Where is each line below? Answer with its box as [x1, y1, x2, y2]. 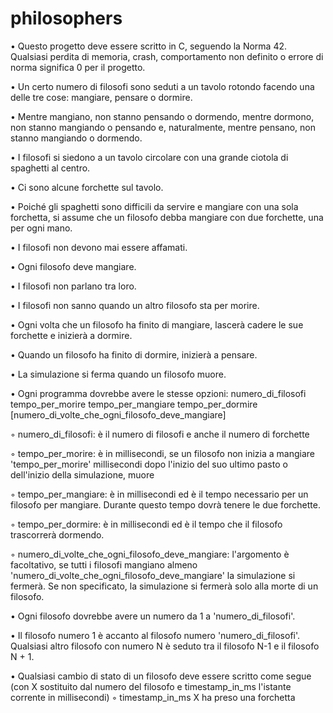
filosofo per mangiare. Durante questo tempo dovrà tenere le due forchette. [10, 498, 321, 511]
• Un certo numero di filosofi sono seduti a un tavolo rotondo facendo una [10, 80, 315, 92]
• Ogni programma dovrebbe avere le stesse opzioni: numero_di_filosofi [10, 387, 307, 399]
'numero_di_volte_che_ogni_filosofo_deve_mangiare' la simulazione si [10, 569, 296, 581]
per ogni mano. [10, 222, 73, 234]
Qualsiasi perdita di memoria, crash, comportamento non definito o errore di [10, 50, 324, 62]
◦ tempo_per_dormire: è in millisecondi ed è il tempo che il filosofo [10, 518, 283, 530]
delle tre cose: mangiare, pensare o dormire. [10, 91, 193, 103]
